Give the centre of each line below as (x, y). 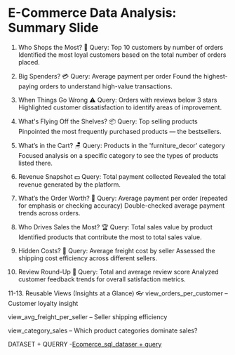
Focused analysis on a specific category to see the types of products (118, 155)
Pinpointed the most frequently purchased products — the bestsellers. (120, 131)
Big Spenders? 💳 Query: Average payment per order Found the (110, 76)
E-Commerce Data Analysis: (92, 13)
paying (28, 86)
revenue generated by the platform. (69, 185)
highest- (216, 76)
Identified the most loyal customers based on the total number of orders (122, 55)
